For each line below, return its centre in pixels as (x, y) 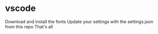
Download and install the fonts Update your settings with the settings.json (79, 22)
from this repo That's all (29, 26)
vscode (20, 8)
